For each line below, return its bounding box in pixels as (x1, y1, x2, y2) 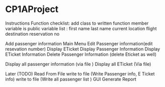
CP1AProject (5, 4, 59, 15)
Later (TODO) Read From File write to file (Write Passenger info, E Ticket (5, 70, 155, 76)
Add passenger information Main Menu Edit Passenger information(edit (5, 40, 153, 46)
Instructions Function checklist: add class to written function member (5, 20, 149, 26)
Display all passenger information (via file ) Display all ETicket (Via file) (5, 61, 151, 67)
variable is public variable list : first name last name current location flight (5, 25, 157, 31)
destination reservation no (5, 31, 59, 37)
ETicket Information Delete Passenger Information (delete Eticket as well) (5, 51, 157, 57)
